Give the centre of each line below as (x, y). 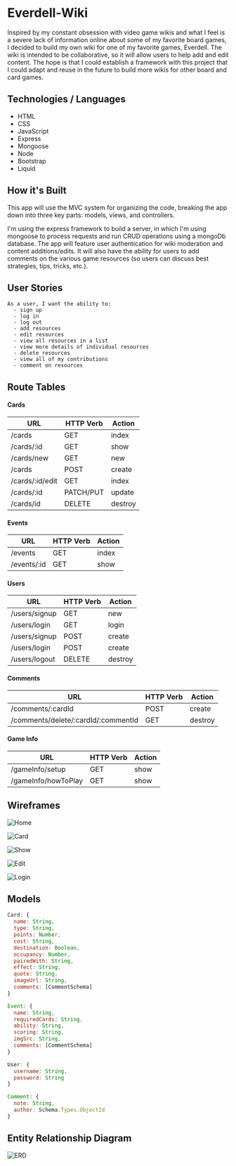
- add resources (37, 329)
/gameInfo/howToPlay (47, 780)
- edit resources (39, 335)
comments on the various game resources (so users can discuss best (108, 258)
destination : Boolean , (47, 948)
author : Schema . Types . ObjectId (59, 1110)
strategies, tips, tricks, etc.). (48, 266)
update (123, 492)
